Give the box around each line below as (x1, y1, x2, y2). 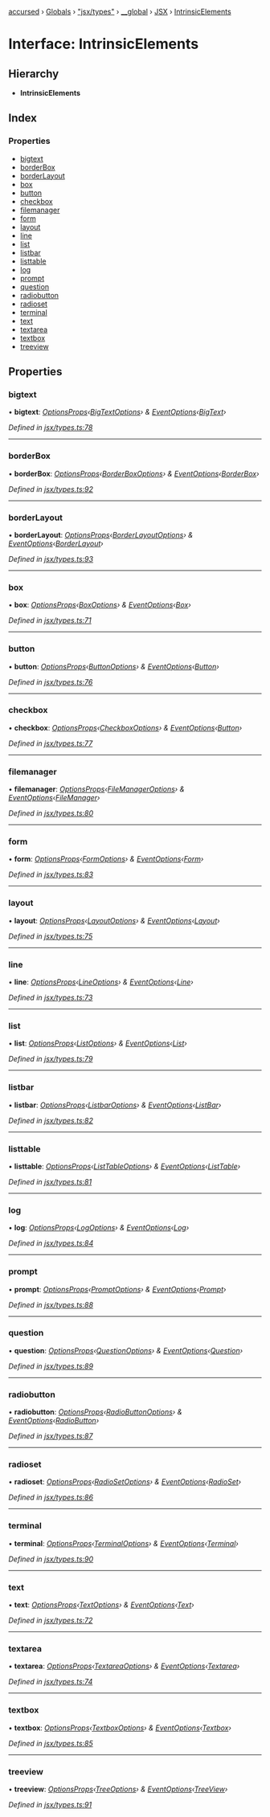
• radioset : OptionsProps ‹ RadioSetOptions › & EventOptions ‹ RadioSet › (8, 1477, 242, 1487)
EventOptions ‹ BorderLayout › (8, 538, 104, 548)
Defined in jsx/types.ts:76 (8, 677, 93, 686)
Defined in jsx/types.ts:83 (8, 870, 94, 879)
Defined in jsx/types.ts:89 (8, 1361, 94, 1371)
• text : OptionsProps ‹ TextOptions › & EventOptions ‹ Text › (8, 1600, 194, 1610)
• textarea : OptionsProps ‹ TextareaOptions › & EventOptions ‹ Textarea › (8, 1661, 240, 1671)
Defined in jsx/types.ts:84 (8, 1238, 94, 1248)
